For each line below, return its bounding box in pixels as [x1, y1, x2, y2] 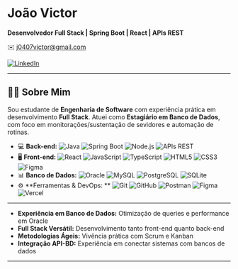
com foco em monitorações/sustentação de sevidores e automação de [7, 120, 214, 128]
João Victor [7, 5, 78, 21]
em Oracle [17, 216, 48, 225]
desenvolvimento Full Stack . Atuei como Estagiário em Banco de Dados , [7, 112, 221, 121]
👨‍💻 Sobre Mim [7, 87, 71, 99]
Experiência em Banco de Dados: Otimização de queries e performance [17, 209, 229, 217]
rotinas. [7, 128, 30, 136]
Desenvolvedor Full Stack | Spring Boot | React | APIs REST [7, 28, 184, 37]
